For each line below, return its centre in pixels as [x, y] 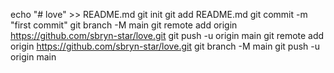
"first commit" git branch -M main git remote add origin [124, 25]
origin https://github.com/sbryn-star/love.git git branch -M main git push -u [165, 46]
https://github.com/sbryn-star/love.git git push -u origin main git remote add [167, 35]
